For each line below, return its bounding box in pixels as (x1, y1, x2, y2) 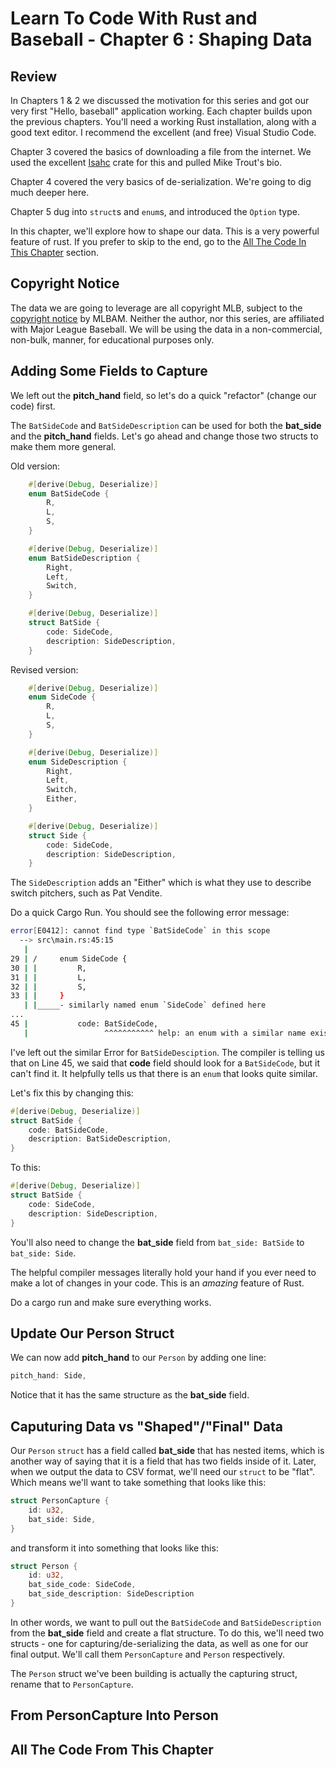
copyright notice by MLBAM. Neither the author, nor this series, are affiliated (10, 312, 325, 324)
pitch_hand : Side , (10, 1371, 87, 1381)
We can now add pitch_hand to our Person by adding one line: (10, 1352, 267, 1364)
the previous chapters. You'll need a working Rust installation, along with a (10, 116, 317, 127)
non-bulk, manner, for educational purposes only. (10, 333, 215, 346)
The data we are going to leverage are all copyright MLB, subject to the (10, 302, 303, 314)
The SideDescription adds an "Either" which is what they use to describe (10, 877, 312, 889)
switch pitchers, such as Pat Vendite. (10, 887, 163, 899)
